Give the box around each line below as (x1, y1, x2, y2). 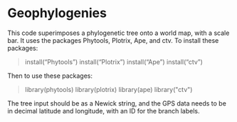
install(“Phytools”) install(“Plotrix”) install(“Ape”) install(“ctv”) (24, 57, 203, 66)
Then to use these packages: (7, 71, 93, 80)
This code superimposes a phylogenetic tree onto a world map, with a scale (7, 29, 230, 37)
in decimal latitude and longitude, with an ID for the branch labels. (7, 106, 201, 115)
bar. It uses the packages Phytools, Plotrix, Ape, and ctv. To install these (7, 36, 219, 44)
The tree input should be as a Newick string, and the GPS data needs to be (7, 98, 226, 108)
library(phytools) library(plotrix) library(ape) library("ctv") (24, 85, 193, 93)
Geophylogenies (7, 5, 107, 21)
